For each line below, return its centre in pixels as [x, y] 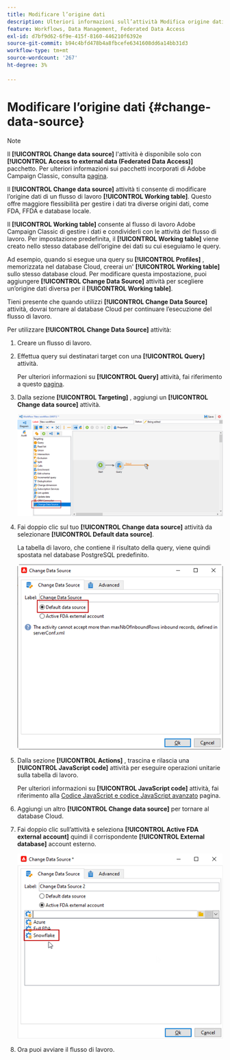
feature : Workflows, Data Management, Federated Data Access [96, 29]
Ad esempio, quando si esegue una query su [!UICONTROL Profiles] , [106, 259]
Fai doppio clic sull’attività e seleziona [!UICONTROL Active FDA [108, 829]
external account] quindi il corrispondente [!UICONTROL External [111, 837]
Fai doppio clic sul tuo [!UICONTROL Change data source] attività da [114, 527]
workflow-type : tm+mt [38, 51]
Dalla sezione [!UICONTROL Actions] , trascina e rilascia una [103, 760]
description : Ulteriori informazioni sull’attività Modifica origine [108, 22]
